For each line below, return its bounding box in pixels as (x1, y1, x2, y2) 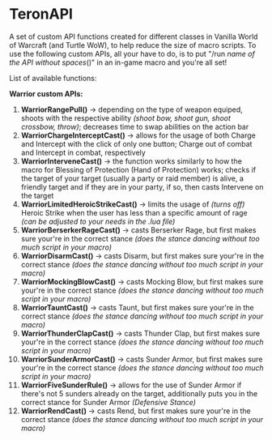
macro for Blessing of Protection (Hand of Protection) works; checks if (20, 164, 257, 174)
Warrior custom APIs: (9, 88, 83, 98)
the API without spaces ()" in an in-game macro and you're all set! (9, 58, 227, 67)
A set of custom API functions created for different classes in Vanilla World (9, 32, 258, 41)
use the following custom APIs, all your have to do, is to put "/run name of (9, 49, 256, 58)
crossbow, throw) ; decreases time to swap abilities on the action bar (20, 122, 249, 131)
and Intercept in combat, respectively (20, 147, 147, 157)
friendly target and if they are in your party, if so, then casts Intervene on (20, 182, 264, 191)
